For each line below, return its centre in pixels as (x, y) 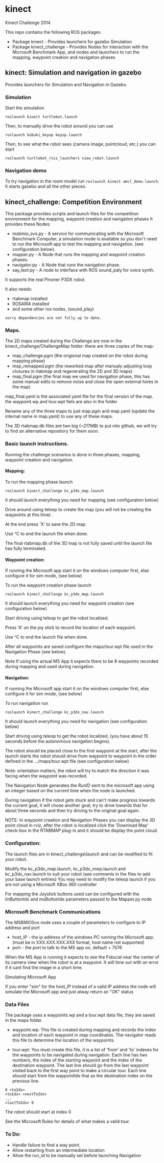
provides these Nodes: (28, 224)
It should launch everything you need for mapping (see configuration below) (82, 500)
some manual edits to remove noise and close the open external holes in (85, 382)
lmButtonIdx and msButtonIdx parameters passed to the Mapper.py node (78, 899)
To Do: (13, 1134)
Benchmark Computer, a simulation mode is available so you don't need (84, 239)
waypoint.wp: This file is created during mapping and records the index (84, 1030)
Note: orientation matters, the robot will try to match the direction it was (77, 771)
